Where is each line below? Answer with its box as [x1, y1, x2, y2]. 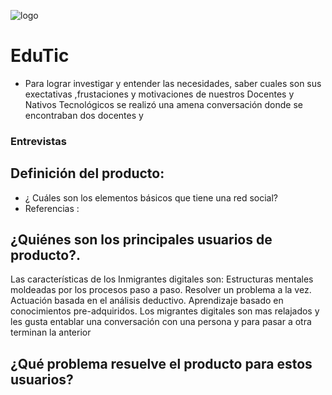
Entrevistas [10, 134, 67, 148]
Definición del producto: [10, 165, 165, 182]
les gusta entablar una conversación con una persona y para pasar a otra [10, 316, 312, 328]
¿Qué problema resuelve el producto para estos [10, 355, 313, 372]
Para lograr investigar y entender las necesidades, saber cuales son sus [24, 77, 322, 89]
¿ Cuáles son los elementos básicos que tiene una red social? [24, 191, 278, 204]
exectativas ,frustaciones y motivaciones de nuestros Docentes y [24, 88, 295, 100]
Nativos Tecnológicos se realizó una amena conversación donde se [24, 98, 303, 110]
